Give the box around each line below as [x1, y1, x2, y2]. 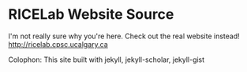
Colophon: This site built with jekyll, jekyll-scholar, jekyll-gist [8, 55, 205, 64]
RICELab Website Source [8, 5, 174, 23]
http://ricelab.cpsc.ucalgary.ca [8, 39, 108, 49]
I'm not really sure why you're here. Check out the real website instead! [8, 31, 241, 41]
